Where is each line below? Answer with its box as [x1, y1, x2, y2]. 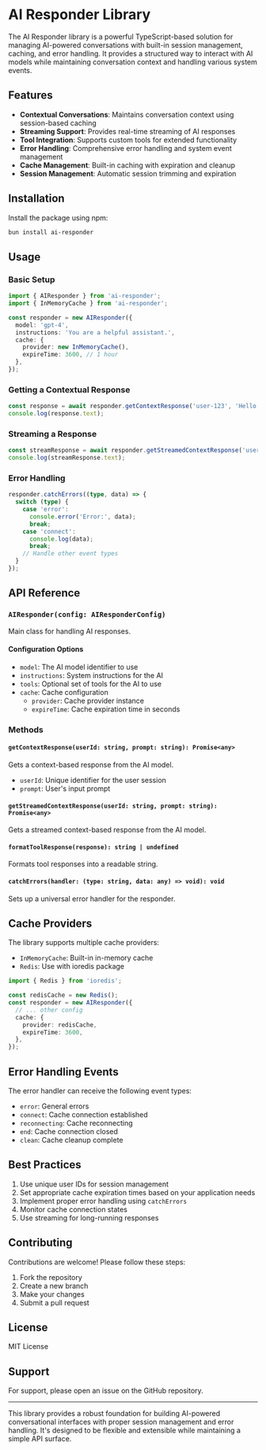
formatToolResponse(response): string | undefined [8, 843, 179, 851]
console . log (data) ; [28, 534, 93, 543]
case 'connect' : [22, 527, 77, 535]
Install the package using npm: [8, 213, 108, 222]
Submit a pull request [19, 1298, 89, 1307]
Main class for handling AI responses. [8, 626, 131, 636]
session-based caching [19, 118, 97, 128]
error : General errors [19, 1101, 89, 1111]
